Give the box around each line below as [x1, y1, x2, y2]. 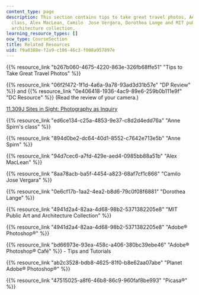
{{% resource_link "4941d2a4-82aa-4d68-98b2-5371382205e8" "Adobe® [6, 223, 188, 230]
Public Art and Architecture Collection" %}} [6, 211, 112, 219]
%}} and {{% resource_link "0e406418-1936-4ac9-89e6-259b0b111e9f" [6, 87, 182, 95]
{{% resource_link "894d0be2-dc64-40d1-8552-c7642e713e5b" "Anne [6, 134, 181, 142]
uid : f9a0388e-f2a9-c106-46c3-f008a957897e [6, 47, 115, 53]
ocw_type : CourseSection [6, 36, 68, 42]
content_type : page [6, 8, 54, 15]
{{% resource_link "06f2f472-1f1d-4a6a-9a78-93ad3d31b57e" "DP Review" [6, 81, 191, 88]
